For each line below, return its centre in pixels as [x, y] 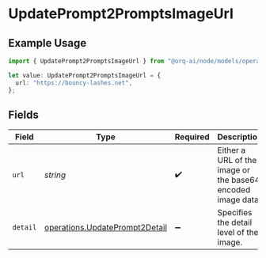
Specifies [235, 213]
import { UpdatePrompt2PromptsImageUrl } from [86, 61]
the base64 [239, 180]
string [55, 175]
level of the [238, 233]
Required [192, 137]
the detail [235, 222]
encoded [234, 190]
